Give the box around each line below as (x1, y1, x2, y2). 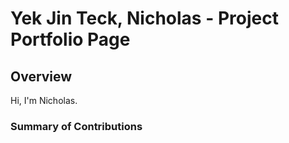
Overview (10, 68, 73, 85)
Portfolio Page (10, 28, 131, 51)
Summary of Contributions (10, 119, 143, 133)
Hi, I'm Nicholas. (10, 95, 78, 106)
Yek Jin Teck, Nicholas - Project (10, 7, 279, 30)
